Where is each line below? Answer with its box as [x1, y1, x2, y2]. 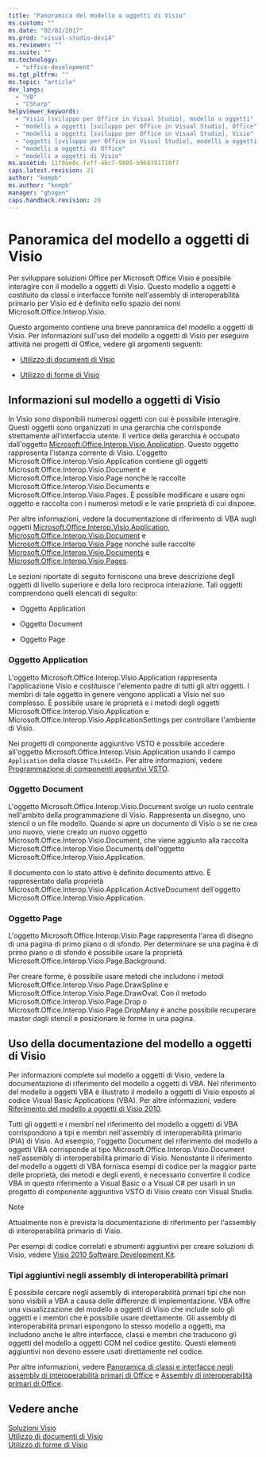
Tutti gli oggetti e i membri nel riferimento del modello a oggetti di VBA [8, 1119, 238, 1128]
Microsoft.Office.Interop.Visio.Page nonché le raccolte [8, 473, 187, 483]
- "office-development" [15, 64, 94, 71]
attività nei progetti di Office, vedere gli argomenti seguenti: [8, 339, 203, 349]
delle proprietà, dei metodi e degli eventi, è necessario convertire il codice [8, 1170, 251, 1179]
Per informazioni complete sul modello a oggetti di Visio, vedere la [8, 1070, 225, 1080]
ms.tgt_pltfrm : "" [8, 71, 69, 79]
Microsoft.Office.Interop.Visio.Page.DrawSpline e [8, 980, 169, 989]
